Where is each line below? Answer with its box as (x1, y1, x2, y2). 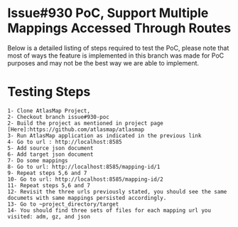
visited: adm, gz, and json (7, 213, 91, 220)
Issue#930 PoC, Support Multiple (7, 5, 209, 21)
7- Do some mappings (7, 157, 69, 164)
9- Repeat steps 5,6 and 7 (7, 169, 87, 176)
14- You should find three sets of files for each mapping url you (7, 206, 212, 214)
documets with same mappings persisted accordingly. (7, 194, 167, 201)
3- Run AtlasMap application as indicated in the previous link (7, 132, 202, 139)
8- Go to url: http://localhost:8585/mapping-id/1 (7, 163, 161, 170)
